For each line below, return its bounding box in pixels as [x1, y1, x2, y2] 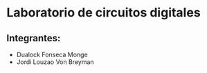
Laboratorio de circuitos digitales [6, 5, 201, 21]
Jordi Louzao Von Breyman [16, 58, 94, 66]
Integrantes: [6, 32, 61, 44]
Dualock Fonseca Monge [16, 50, 88, 59]
